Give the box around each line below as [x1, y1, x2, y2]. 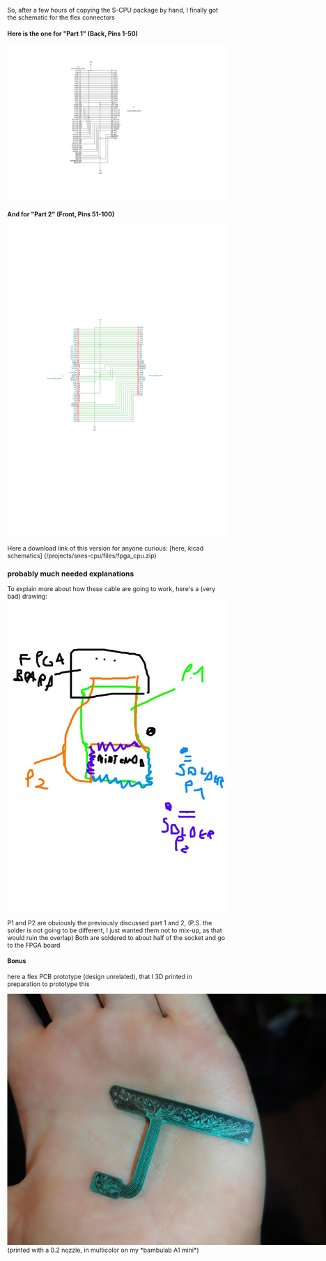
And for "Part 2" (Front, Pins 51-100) [7, 210, 115, 218]
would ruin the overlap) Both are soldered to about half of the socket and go [7, 933, 225, 941]
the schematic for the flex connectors [7, 13, 115, 22]
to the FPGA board [7, 941, 61, 949]
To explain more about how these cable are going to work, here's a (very [7, 584, 216, 592]
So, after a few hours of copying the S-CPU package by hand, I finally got [7, 6, 218, 14]
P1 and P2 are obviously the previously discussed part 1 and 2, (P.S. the [7, 918, 212, 927]
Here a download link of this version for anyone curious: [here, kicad [7, 544, 204, 552]
